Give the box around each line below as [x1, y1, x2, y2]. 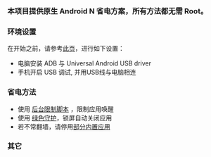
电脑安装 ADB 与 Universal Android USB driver [17, 59, 151, 68]
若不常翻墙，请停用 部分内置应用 [17, 122, 110, 131]
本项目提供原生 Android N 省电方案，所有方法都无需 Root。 [7, 6, 208, 15]
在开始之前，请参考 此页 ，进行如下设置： [7, 44, 124, 53]
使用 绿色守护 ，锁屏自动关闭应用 [17, 113, 113, 122]
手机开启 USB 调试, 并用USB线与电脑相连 [17, 68, 136, 77]
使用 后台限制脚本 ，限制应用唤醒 [17, 104, 114, 113]
